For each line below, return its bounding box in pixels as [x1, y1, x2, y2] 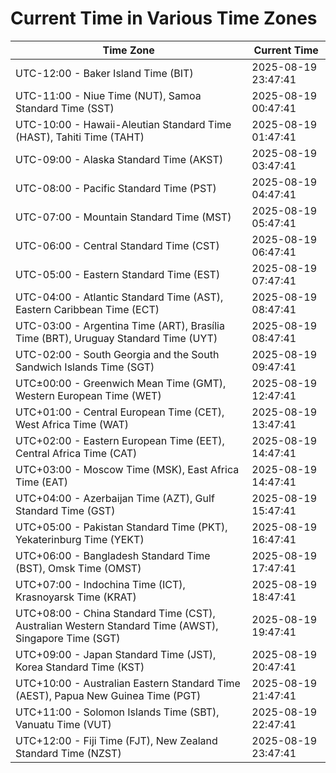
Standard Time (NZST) [15, 746, 122, 760]
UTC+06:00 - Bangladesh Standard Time [15, 548, 211, 562]
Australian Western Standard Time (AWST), [15, 618, 219, 632]
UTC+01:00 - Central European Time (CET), [15, 405, 225, 419]
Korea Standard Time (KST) [15, 660, 145, 674]
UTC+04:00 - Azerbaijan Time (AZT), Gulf [15, 491, 215, 505]
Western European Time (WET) [15, 388, 162, 402]
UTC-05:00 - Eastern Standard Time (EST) [15, 267, 221, 281]
